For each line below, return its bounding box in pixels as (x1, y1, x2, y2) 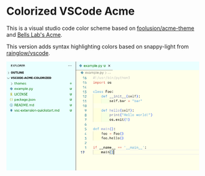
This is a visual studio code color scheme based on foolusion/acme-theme (6, 24, 195, 32)
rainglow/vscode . (6, 49, 50, 56)
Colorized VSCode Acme (6, 4, 135, 18)
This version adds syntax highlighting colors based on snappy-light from (6, 43, 189, 50)
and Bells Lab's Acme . (6, 31, 62, 38)
